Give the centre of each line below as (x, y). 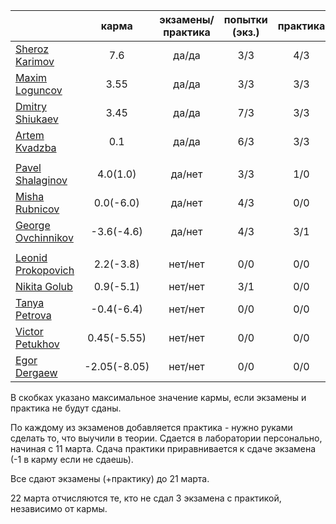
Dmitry (31, 106)
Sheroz (32, 49)
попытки (245, 19)
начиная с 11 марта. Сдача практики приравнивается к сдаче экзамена (163, 448)
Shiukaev (37, 119)
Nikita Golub (44, 286)
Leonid (31, 257)
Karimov (35, 61)
